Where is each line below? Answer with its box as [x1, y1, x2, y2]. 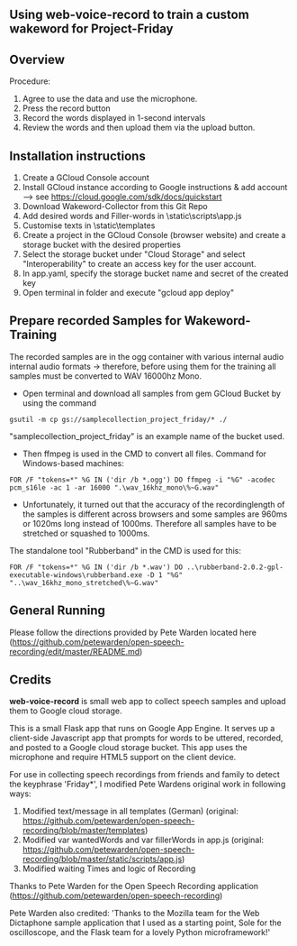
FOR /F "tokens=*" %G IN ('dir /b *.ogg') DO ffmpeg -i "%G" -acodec [9, 475, 276, 484]
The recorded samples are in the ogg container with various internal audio [9, 351, 284, 362]
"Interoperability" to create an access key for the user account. [22, 259, 256, 270]
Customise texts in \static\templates [22, 220, 156, 231]
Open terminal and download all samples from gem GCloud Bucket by [22, 388, 282, 399]
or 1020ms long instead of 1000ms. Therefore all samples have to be [22, 518, 277, 528]
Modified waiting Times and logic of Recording [22, 863, 196, 874]
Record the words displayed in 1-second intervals [22, 113, 206, 124]
